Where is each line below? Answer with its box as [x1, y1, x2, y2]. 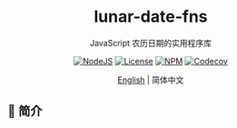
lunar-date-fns [93, 6, 209, 27]
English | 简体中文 [117, 74, 184, 85]
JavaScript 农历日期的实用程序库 [89, 37, 212, 48]
